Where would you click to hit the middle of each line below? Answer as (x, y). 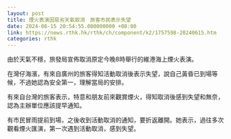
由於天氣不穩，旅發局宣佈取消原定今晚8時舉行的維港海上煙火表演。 (102, 60)
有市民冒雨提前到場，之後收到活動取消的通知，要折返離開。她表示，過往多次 (115, 120)
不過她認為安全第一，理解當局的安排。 (73, 82)
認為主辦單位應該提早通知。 (46, 105)
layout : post (26, 13)
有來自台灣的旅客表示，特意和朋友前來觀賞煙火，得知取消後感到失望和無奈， (115, 97)
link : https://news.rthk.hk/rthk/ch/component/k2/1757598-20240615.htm (112, 33)
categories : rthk (32, 39)
